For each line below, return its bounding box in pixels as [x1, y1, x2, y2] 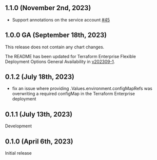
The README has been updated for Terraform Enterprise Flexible [5, 53, 136, 59]
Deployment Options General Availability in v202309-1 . [5, 59, 116, 64]
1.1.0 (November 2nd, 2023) [5, 4, 91, 12]
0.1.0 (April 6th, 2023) [5, 137, 73, 145]
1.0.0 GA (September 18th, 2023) [5, 31, 107, 40]
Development [5, 123, 32, 129]
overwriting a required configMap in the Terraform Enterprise [12, 91, 135, 97]
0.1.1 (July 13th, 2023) [5, 110, 73, 119]
